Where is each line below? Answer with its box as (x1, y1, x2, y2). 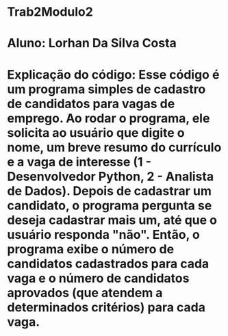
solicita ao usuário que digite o (7, 125, 185, 140)
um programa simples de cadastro (7, 81, 206, 96)
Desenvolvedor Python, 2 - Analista (7, 168, 214, 184)
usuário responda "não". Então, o (7, 227, 200, 242)
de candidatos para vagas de (7, 96, 175, 112)
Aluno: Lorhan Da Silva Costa (7, 36, 177, 51)
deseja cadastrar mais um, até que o (7, 212, 218, 228)
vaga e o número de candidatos (7, 270, 190, 286)
